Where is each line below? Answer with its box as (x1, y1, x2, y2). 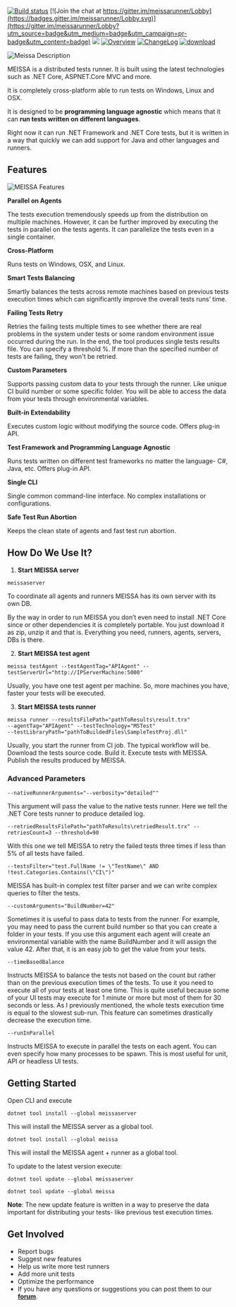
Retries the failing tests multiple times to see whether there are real (7, 322, 202, 330)
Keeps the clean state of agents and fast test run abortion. (7, 526, 177, 535)
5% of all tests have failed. (7, 849, 85, 857)
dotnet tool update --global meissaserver (7, 1176, 134, 1183)
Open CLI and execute (7, 1096, 73, 1104)
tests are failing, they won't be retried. (7, 352, 118, 360)
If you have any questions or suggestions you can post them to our (17, 1284, 212, 1293)
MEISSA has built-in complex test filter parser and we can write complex (7, 881, 218, 890)
